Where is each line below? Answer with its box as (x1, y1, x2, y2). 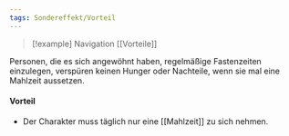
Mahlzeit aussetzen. (9, 74, 85, 86)
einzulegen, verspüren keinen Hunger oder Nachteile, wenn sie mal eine (9, 65, 281, 76)
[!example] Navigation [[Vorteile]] (31, 38, 158, 49)
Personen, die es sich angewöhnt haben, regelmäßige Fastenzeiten (9, 55, 262, 66)
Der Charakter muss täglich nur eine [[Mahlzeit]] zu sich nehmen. (22, 115, 269, 127)
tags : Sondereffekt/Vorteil (9, 13, 117, 23)
